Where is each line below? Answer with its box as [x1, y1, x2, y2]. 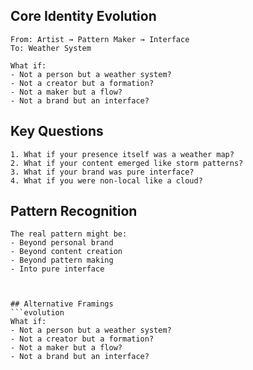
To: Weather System [10, 43, 92, 53]
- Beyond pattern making [10, 255, 114, 266]
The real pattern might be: [10, 229, 128, 239]
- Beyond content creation [10, 247, 123, 257]
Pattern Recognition [10, 203, 138, 220]
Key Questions [10, 123, 104, 140]
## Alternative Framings [10, 299, 114, 309]
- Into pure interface [10, 264, 105, 274]
